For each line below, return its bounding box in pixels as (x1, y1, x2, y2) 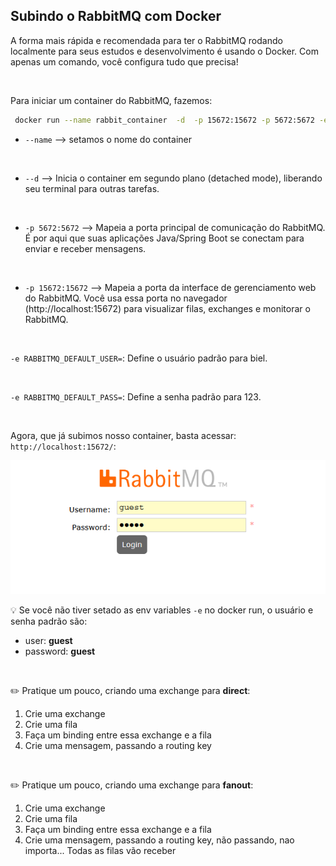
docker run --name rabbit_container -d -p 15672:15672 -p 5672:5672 (14, 115, 315, 125)
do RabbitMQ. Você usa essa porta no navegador (24, 292, 228, 304)
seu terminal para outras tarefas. (24, 182, 160, 194)
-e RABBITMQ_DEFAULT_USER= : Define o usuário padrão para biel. (10, 352, 268, 364)
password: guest (24, 645, 96, 658)
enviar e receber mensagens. (24, 242, 147, 254)
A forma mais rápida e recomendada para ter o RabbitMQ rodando (10, 34, 283, 46)
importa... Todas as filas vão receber (24, 845, 177, 857)
